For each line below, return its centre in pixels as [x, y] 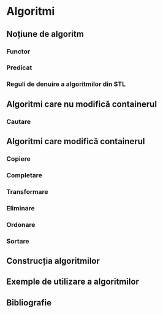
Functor [18, 52]
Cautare [19, 121]
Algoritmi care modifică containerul [76, 141]
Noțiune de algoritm [45, 34]
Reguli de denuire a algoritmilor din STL [66, 84]
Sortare [18, 241]
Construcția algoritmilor [53, 261]
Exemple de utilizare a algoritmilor [73, 282]
